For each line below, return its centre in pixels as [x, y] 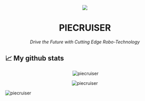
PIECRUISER [85, 28]
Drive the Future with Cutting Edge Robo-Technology [85, 42]
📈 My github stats [35, 58]
